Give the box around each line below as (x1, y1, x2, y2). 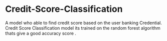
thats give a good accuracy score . (5, 30, 76, 36)
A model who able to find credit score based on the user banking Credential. (5, 20, 162, 26)
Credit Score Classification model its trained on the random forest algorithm (5, 25, 161, 31)
